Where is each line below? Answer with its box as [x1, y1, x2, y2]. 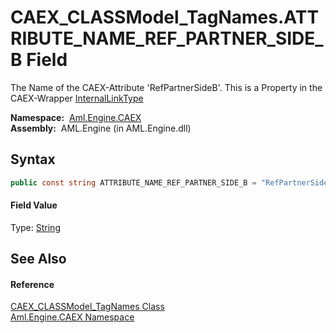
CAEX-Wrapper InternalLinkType [10, 92, 144, 104]
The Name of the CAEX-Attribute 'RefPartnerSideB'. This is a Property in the [10, 81, 323, 93]
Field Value [10, 199, 58, 211]
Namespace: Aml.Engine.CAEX [10, 111, 142, 123]
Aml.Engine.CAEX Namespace [10, 311, 135, 323]
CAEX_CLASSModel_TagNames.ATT [10, 6, 320, 29]
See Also [10, 251, 67, 268]
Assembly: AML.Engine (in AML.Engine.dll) [10, 122, 192, 134]
